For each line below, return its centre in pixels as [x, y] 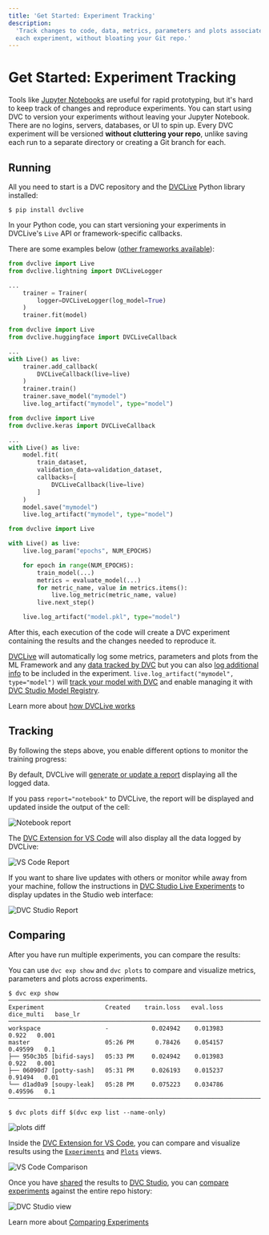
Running [30, 168]
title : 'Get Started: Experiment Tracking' [82, 16]
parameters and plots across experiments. [78, 979]
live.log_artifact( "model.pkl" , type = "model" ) [102, 617]
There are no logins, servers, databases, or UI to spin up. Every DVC [121, 126]
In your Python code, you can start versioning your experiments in [117, 225]
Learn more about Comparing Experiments [79, 1221]
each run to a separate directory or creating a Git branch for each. [117, 143]
